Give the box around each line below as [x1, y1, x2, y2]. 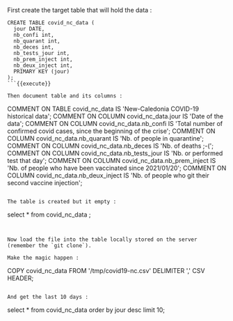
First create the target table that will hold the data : [7, 6, 152, 14]
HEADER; [7, 274, 34, 282]
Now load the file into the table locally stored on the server [7, 236, 198, 243]
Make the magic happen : [7, 254, 79, 261]
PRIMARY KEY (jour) [13, 68, 70, 75]
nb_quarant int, [13, 38, 61, 45]
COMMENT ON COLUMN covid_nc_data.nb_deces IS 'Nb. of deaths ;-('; [7, 142, 214, 150]
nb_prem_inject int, [13, 56, 73, 63]
